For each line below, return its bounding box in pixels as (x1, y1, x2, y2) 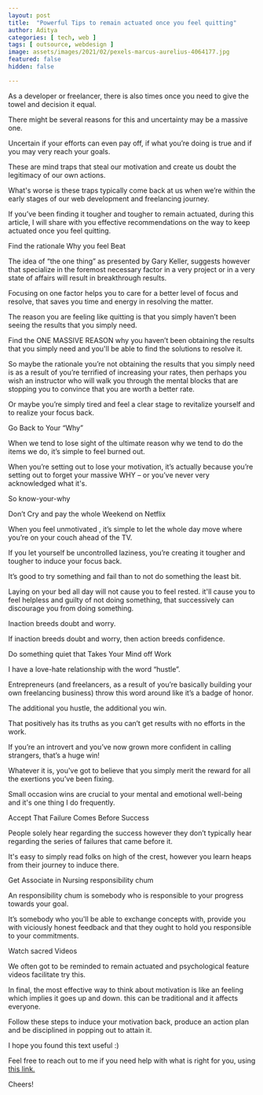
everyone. (8, 1001, 41, 1011)
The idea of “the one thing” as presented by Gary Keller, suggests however (8, 256, 250, 266)
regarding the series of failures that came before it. (8, 836, 173, 846)
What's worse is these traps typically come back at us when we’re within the (8, 186, 256, 195)
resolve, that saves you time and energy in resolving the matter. (8, 297, 214, 306)
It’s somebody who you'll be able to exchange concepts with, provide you (8, 914, 246, 924)
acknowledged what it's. (8, 478, 88, 488)
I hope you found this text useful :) (8, 1040, 119, 1050)
